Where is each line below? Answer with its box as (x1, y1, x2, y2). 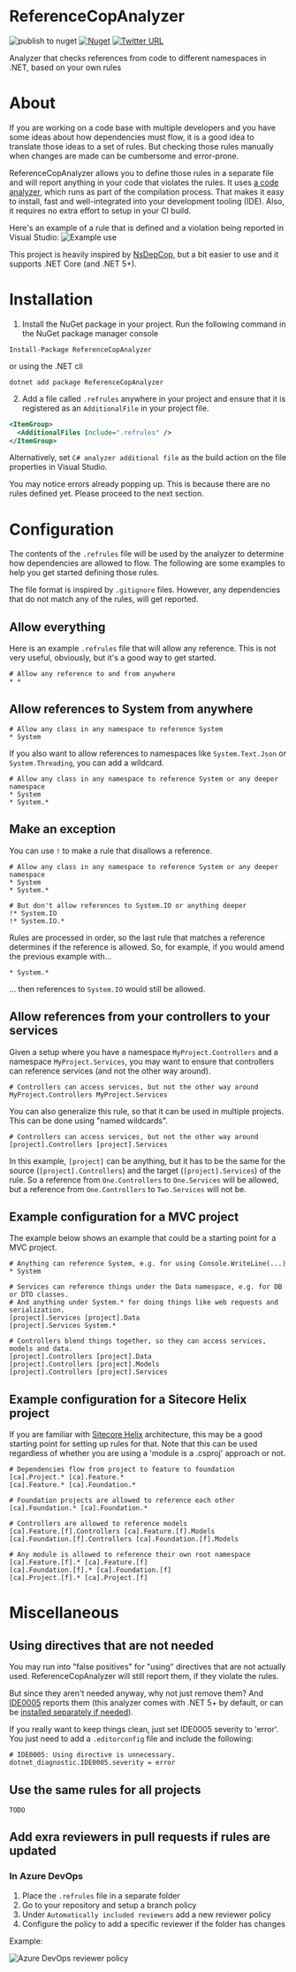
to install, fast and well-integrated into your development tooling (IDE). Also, (9, 196, 285, 206)
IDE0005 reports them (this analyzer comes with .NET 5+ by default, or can (9, 1698, 284, 1708)
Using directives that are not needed (9, 1637, 214, 1652)
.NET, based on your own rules (9, 62, 122, 73)
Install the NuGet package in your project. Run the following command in (21, 319, 286, 329)
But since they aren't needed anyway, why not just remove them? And (9, 1688, 263, 1699)
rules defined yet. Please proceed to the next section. (9, 489, 205, 499)
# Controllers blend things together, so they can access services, (9, 1336, 267, 1346)
